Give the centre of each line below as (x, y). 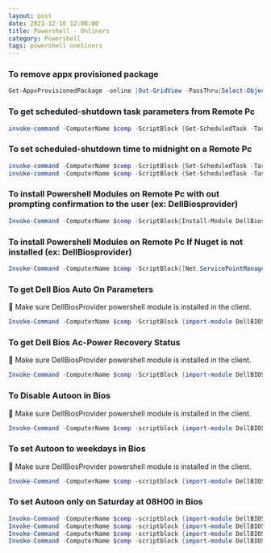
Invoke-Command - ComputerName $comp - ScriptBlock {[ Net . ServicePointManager (138, 268)
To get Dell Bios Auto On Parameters (81, 289)
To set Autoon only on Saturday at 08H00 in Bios (106, 502)
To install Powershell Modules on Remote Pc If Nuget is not (126, 242)
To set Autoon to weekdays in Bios (77, 449)
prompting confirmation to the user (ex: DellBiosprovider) (123, 205)
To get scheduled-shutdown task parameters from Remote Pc (132, 112)
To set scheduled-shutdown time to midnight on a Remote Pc (130, 149)
